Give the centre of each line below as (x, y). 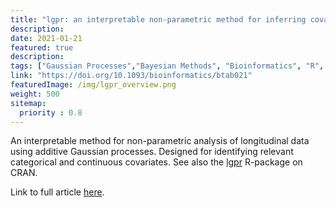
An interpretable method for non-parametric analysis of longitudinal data (160, 141)
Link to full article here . (57, 192)
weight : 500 (35, 94)
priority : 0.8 (51, 112)
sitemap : (28, 103)
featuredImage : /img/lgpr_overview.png (93, 85)
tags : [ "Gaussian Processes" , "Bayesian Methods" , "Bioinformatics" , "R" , (167, 66)
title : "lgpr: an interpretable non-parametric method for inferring (158, 19)
